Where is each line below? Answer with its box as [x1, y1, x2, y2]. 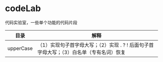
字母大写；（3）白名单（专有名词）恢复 [37, 49, 126, 56]
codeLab [5, 3, 41, 14]
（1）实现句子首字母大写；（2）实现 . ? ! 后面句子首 [37, 42, 154, 48]
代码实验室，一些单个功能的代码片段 [5, 19, 78, 25]
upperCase [7, 45, 33, 51]
